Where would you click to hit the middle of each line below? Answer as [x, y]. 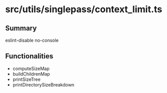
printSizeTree [26, 79]
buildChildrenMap [31, 74]
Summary [21, 28]
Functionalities [29, 56]
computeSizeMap [31, 68]
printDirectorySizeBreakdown [43, 84]
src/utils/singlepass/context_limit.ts [84, 9]
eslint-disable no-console [32, 40]
